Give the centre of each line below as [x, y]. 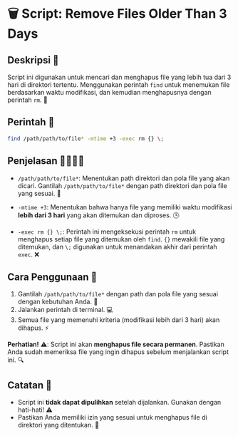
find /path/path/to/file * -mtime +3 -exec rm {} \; [86, 139]
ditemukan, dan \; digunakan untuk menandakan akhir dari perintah [117, 246]
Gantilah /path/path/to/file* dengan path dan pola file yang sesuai [118, 294]
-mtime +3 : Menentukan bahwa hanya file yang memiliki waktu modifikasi [125, 207]
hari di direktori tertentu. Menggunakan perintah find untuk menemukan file [119, 85]
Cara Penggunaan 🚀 [52, 277]
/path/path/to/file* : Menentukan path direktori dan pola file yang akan [124, 178]
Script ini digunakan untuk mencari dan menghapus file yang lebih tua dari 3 [119, 77]
